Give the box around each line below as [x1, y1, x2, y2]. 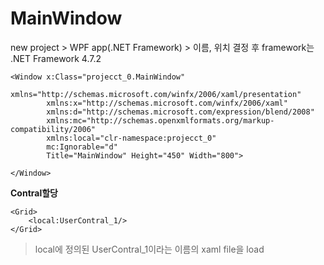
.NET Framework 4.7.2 [10, 52, 102, 64]
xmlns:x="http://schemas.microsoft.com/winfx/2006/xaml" [46, 98, 288, 108]
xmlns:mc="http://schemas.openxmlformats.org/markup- [46, 115, 275, 126]
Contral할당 [10, 187, 58, 199]
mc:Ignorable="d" [46, 142, 118, 152]
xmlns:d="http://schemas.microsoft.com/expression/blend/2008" [46, 107, 315, 117]
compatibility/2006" [10, 124, 97, 134]
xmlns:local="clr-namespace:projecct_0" [46, 133, 217, 143]
